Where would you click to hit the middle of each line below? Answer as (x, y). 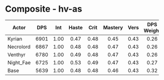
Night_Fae (19, 62)
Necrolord (19, 46)
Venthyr (17, 55)
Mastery (113, 27)
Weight (152, 30)
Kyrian (15, 39)
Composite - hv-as (44, 9)
